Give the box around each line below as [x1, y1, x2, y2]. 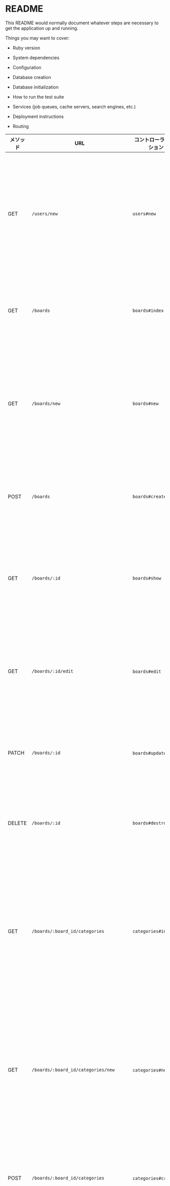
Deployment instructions [12, 113, 64, 119]
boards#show [132, 575, 161, 581]
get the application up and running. [5, 25, 78, 31]
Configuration [12, 64, 41, 70]
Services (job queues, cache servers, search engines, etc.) [12, 103, 136, 109]
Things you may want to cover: [5, 35, 70, 41]
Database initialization [12, 84, 59, 90]
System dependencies [12, 54, 60, 61]
